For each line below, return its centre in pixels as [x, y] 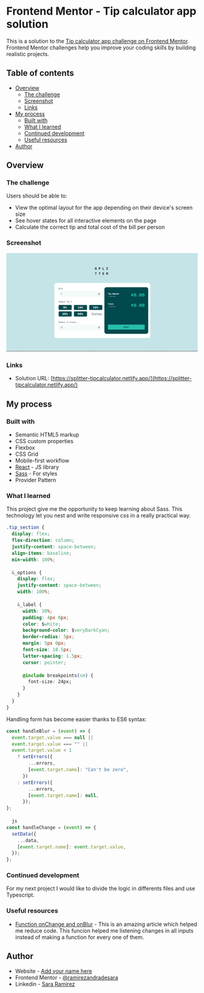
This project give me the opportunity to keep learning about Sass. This [94, 509]
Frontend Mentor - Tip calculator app [101, 11]
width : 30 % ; [37, 611]
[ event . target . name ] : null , [63, 795]
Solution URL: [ [34, 379]
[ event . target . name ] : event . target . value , [72, 847]
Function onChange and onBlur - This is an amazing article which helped [106, 924]
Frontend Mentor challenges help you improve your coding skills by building [101, 48]
